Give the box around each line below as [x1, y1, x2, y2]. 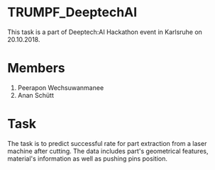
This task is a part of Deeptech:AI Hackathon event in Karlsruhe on [7, 28, 202, 36]
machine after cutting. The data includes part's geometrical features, [7, 147, 209, 155]
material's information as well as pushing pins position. [7, 154, 168, 163]
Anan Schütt [17, 91, 55, 99]
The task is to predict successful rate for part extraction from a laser [7, 139, 207, 147]
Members [7, 60, 65, 76]
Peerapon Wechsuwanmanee [17, 83, 104, 92]
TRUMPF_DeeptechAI [7, 4, 138, 21]
